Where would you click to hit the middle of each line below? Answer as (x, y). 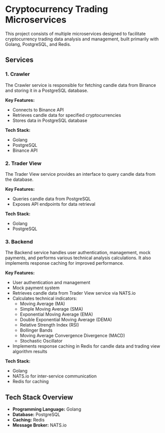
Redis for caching (30, 382)
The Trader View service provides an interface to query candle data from (80, 174)
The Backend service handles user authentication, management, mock (78, 253)
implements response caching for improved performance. (64, 263)
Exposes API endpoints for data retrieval (54, 204)
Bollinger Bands (36, 330)
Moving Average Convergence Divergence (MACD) (72, 336)
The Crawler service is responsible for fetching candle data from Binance (81, 85)
